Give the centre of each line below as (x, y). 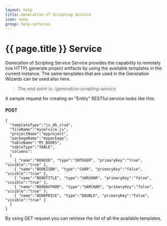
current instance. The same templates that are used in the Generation (77, 74)
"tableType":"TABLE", (32, 147)
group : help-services (28, 24)
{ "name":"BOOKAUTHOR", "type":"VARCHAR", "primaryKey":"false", (84, 187)
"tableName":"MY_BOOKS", (36, 143)
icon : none (17, 19)
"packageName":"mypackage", (39, 138)
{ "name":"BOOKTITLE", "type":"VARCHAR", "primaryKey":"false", (83, 178)
